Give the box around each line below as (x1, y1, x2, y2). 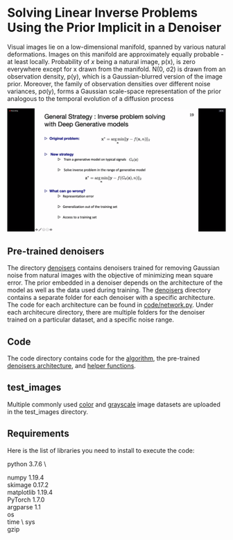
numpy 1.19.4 (7, 473, 44, 482)
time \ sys (7, 517, 35, 526)
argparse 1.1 (7, 502, 42, 511)
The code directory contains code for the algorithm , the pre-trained (7, 354, 200, 363)
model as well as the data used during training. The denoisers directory (7, 286, 212, 294)
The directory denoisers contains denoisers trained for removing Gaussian (7, 264, 220, 272)
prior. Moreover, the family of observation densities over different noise (7, 79, 211, 88)
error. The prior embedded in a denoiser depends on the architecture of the (7, 278, 223, 287)
